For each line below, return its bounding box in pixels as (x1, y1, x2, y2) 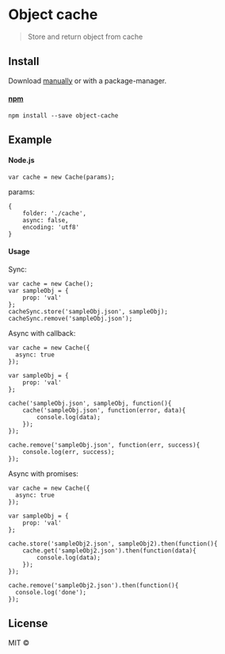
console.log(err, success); (22, 448, 115, 456)
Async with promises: (8, 468, 79, 478)
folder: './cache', (22, 209, 87, 217)
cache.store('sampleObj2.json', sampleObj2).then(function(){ (8, 540, 218, 548)
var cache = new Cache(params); (8, 173, 115, 181)
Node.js (8, 155, 35, 164)
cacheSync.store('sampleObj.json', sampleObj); (8, 307, 169, 315)
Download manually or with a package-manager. (8, 75, 167, 85)
